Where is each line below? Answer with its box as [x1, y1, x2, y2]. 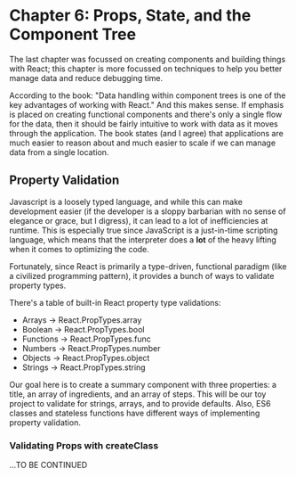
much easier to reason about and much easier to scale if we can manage [9, 137, 276, 148]
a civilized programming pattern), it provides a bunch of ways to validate [9, 270, 275, 281]
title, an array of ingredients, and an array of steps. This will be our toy [9, 389, 267, 399]
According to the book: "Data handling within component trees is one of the [9, 90, 286, 101]
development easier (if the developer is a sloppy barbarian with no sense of [9, 206, 286, 217]
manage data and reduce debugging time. [9, 72, 163, 83]
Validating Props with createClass [9, 439, 159, 451]
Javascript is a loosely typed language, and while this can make [9, 196, 243, 207]
